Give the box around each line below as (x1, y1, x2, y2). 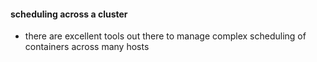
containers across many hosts (24, 41, 150, 53)
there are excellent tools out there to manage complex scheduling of (24, 30, 307, 42)
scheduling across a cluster (10, 8, 128, 20)
